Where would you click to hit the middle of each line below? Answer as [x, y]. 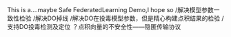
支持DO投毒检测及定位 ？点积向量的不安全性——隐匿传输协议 [94, 27]
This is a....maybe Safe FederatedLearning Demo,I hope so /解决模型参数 [110, 10]
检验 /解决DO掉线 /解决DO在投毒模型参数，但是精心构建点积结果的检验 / [121, 18]
